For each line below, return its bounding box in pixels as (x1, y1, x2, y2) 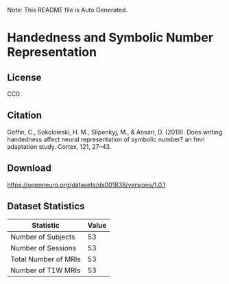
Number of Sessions (10, 244, 77, 253)
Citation (7, 110, 43, 121)
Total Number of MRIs (10, 255, 81, 264)
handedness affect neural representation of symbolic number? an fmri (7, 135, 205, 143)
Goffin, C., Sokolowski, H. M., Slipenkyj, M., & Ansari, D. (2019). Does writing (7, 128, 223, 136)
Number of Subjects (10, 233, 75, 242)
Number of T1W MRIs (10, 265, 81, 275)
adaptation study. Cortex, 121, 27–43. (7, 142, 112, 150)
